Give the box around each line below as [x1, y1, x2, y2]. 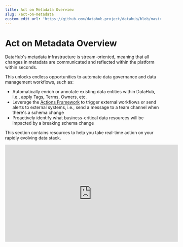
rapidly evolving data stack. [5, 135, 61, 141]
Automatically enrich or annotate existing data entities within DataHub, [12, 89, 156, 95]
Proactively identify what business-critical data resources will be [12, 115, 144, 121]
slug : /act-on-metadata [5, 12, 54, 17]
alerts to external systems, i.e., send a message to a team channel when [12, 105, 159, 110]
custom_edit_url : [5, 16, 41, 21]
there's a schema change [12, 109, 64, 116]
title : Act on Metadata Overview [5, 7, 74, 12]
